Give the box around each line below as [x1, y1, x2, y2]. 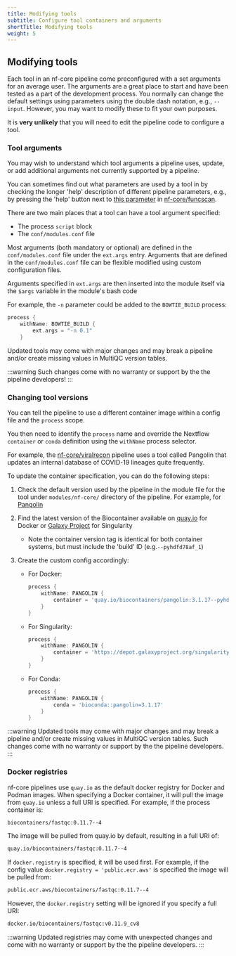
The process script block [17, 222, 93, 231]
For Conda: [27, 674, 61, 683]
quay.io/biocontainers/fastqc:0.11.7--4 [7, 845, 128, 853]
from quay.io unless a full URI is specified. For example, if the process [7, 798, 211, 806]
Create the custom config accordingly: [17, 556, 129, 564]
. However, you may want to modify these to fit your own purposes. [22, 105, 218, 113]
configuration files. [7, 266, 62, 274]
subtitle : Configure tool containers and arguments [7, 17, 162, 24]
